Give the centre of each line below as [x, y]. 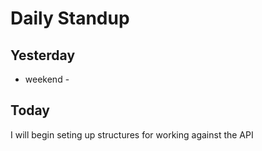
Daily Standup [70, 18]
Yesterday [43, 55]
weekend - [47, 79]
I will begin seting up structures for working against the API [132, 134]
